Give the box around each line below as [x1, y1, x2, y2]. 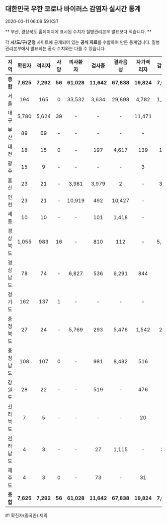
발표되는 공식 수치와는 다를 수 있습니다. [30, 45, 106, 51]
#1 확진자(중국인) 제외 [5, 512, 48, 518]
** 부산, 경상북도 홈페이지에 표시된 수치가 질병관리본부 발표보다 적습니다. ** [5, 28, 152, 34]
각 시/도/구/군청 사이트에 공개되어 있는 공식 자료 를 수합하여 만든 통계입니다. [5, 39, 151, 45]
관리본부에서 [5, 45, 30, 51]
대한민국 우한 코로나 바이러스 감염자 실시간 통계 [5, 4, 141, 13]
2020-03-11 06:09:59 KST [5, 18, 59, 24]
